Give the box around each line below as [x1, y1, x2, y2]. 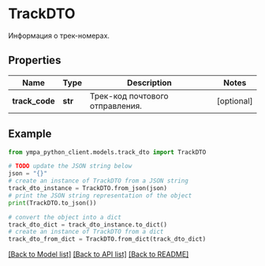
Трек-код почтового [89, 90, 169, 101]
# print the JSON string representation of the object [8, 191, 192, 200]
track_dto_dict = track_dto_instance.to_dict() [8, 220, 168, 229]
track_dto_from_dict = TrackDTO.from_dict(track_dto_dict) [8, 235, 207, 243]
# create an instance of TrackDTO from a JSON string [8, 177, 189, 185]
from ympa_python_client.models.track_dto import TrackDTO [8, 148, 207, 156]
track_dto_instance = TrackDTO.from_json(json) [8, 185, 168, 193]
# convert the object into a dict [8, 213, 122, 221]
